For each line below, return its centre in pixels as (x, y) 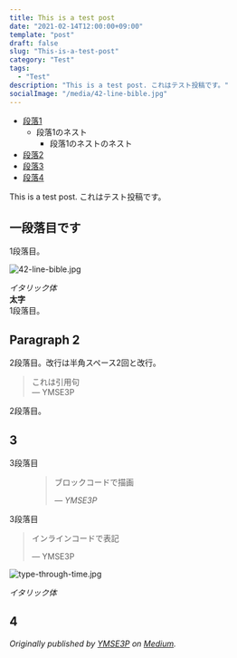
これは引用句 (55, 382)
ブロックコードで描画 (94, 482)
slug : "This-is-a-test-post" (64, 52)
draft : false (34, 43)
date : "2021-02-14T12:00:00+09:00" (76, 26)
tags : (19, 69)
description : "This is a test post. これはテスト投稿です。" (119, 85)
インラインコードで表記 (75, 538)
